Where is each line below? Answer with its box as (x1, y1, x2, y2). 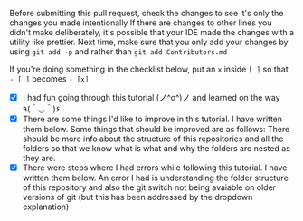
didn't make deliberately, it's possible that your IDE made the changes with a (9, 27, 295, 37)
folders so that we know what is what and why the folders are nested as (22, 143, 291, 154)
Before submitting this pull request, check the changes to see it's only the (9, 8, 284, 18)
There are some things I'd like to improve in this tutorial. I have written (22, 113, 283, 125)
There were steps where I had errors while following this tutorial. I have (22, 162, 288, 173)
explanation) (22, 201, 70, 212)
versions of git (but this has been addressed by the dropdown (22, 192, 253, 203)
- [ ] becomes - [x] (9, 73, 90, 84)
